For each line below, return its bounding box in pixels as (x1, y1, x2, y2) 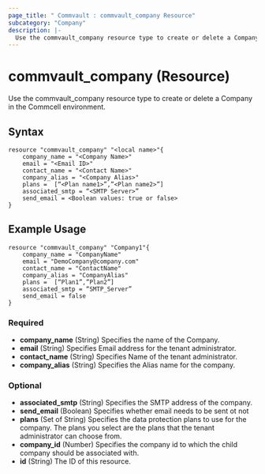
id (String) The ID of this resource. (19, 457, 132, 466)
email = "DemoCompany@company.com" (22, 258, 140, 265)
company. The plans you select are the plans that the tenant (19, 423, 215, 433)
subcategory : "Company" (8, 19, 87, 27)
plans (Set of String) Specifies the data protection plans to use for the (19, 415, 247, 424)
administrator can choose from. (19, 431, 122, 441)
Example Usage (8, 223, 87, 236)
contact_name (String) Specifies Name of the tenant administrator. (19, 352, 238, 362)
